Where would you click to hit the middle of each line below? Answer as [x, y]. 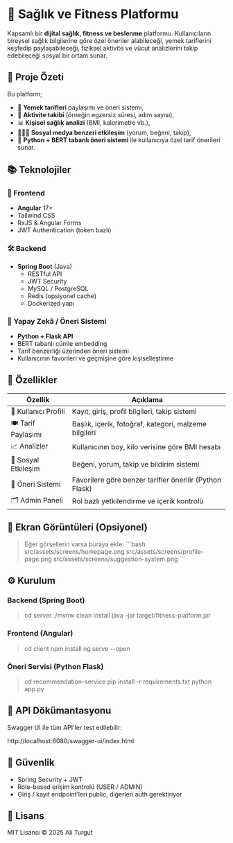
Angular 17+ [35, 208]
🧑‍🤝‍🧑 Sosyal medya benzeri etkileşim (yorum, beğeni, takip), [104, 132]
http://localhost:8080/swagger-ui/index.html [71, 740]
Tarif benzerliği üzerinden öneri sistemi [73, 351]
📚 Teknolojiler [39, 170]
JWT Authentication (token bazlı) [64, 230]
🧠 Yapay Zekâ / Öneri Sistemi [57, 321]
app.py [34, 688]
